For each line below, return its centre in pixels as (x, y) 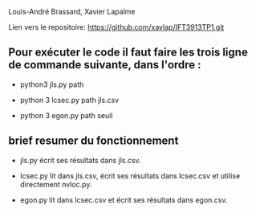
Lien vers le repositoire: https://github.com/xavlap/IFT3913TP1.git (116, 27)
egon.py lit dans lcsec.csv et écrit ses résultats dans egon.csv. (124, 199)
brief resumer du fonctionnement (93, 141)
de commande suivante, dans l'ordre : (105, 65)
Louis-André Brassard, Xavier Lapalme (72, 12)
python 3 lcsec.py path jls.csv (69, 100)
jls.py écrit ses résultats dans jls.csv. (81, 160)
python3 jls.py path (52, 84)
